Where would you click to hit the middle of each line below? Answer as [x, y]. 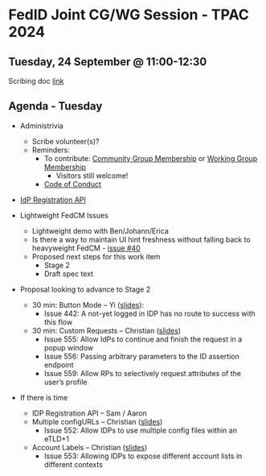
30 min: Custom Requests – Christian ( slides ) [106, 330]
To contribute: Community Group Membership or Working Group [151, 158]
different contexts [73, 464]
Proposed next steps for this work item [96, 256]
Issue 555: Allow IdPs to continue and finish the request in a [143, 339]
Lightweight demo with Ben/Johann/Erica [100, 230]
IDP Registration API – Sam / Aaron [89, 413]
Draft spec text [69, 273]
